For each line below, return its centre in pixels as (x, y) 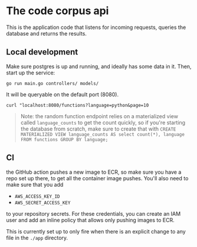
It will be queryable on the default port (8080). (63, 94)
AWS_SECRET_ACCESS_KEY (42, 203)
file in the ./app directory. (37, 238)
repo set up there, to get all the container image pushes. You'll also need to (97, 178)
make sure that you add (35, 184)
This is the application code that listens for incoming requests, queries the (96, 27)
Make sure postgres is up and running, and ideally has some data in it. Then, (99, 66)
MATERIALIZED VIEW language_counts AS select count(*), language (102, 134)
